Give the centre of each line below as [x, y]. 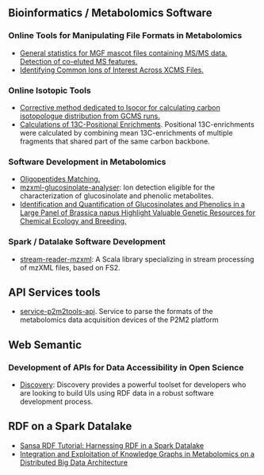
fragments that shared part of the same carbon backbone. [115, 141]
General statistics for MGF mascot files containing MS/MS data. [123, 53]
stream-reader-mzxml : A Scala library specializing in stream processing [137, 259]
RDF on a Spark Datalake [70, 426]
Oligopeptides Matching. [60, 179]
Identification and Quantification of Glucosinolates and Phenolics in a [132, 205]
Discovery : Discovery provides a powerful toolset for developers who [133, 385]
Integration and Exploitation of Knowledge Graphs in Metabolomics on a [137, 454]
